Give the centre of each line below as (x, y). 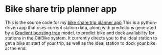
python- (149, 22)
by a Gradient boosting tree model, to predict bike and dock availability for (80, 33)
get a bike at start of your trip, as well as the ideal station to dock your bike (80, 43)
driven (12, 27)
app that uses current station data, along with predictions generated (88, 27)
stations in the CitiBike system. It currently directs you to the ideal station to (81, 38)
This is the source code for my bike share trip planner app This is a (72, 22)
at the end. (16, 48)
